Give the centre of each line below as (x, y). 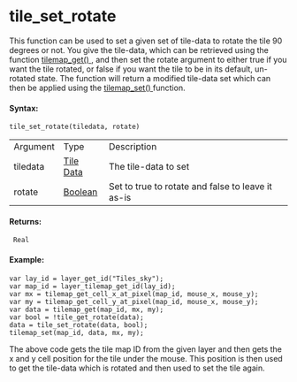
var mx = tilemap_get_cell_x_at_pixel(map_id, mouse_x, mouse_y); (134, 294)
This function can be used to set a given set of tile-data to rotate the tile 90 (146, 41)
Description (133, 147)
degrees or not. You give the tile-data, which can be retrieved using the (139, 50)
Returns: (26, 221)
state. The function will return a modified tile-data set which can (154, 78)
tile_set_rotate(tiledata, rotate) (75, 127)
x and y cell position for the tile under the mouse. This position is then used (146, 358)
